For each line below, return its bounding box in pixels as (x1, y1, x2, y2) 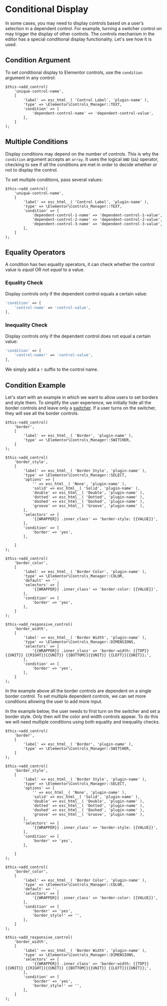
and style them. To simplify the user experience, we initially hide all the (5, 400, 151, 406)
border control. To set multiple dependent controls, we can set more (5, 693, 146, 699)
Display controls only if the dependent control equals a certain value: (5, 291, 148, 297)
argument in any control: (5, 74, 56, 81)
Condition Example (5, 381, 66, 389)
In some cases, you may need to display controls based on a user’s (5, 20, 144, 26)
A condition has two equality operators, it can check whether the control (5, 261, 154, 267)
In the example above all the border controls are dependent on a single (5, 688, 151, 694)
